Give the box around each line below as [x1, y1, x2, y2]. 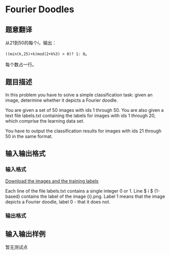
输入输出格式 [5, 149, 46, 158]
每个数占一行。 [5, 61, 37, 67]
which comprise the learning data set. [5, 118, 85, 124]
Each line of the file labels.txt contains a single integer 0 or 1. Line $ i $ [5, 188, 154, 194]
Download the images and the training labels [5, 178, 99, 184]
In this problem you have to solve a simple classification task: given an [5, 91, 153, 98]
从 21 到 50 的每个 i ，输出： [5, 40, 57, 45]
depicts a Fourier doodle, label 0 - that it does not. [5, 198, 110, 205]
